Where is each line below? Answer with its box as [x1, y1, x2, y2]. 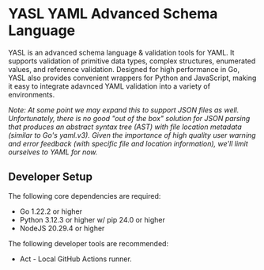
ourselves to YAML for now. [8, 147, 98, 157]
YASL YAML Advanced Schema [8, 5, 218, 23]
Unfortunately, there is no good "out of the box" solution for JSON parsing [8, 113, 251, 123]
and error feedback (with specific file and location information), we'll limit [8, 139, 249, 148]
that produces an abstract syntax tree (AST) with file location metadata [8, 122, 243, 131]
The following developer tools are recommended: [8, 238, 168, 248]
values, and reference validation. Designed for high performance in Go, [8, 64, 239, 74]
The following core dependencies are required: [8, 191, 161, 200]
